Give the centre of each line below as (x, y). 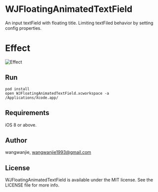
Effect (18, 48)
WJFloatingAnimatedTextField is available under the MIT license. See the (79, 180)
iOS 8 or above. (21, 125)
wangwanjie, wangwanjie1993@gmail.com (48, 152)
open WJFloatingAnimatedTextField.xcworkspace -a (57, 93)
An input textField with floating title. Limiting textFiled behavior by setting (79, 23)
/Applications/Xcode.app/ (32, 98)
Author (16, 140)
